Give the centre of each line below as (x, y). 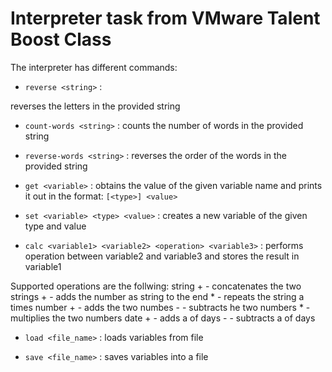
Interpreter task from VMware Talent (165, 18)
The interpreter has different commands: (94, 67)
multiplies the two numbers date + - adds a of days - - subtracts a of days (163, 318)
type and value (55, 226)
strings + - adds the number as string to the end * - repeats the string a (157, 296)
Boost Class (61, 39)
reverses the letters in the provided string (95, 106)
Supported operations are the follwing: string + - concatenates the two (156, 286)
